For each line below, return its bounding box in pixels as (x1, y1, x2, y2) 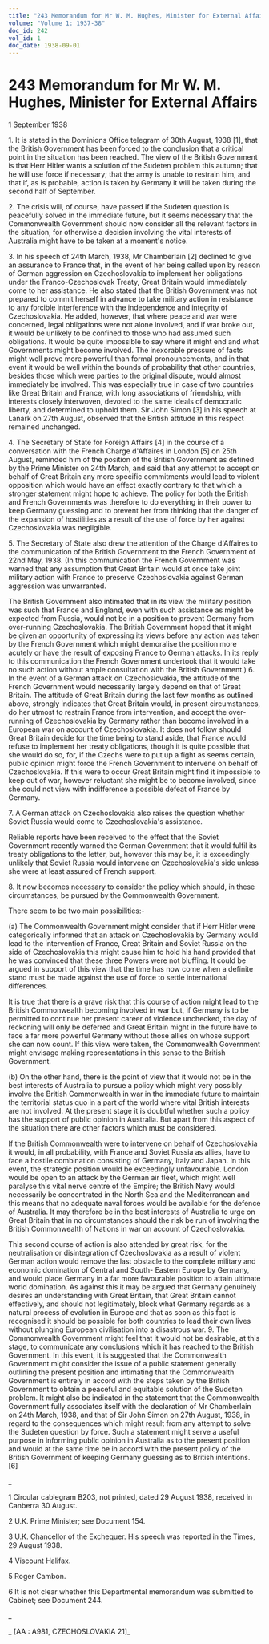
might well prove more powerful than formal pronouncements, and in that (8, 354, 250, 363)
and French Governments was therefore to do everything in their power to (8, 497, 252, 507)
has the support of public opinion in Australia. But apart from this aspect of (8, 1114, 255, 1124)
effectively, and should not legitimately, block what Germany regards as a (8, 1299, 251, 1309)
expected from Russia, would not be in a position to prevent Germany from (8, 614, 255, 623)
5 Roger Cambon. (8, 1572, 66, 1581)
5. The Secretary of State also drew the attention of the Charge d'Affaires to (8, 538, 258, 548)
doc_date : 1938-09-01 (8, 42, 81, 50)
